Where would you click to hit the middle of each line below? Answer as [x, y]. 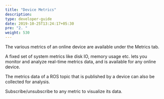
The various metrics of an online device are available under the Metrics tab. [82, 47]
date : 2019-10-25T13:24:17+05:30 [40, 24]
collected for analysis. [28, 82]
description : [19, 14]
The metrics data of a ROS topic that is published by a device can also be [80, 76]
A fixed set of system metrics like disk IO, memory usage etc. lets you [76, 56]
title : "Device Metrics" [31, 10]
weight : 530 [17, 33]
